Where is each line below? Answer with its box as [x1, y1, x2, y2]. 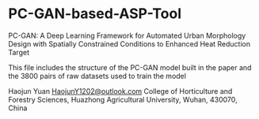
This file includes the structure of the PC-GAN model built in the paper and [8, 62, 252, 72]
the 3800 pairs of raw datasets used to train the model [8, 71, 186, 80]
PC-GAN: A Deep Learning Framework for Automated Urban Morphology [8, 31, 246, 40]
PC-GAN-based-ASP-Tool [8, 5, 182, 23]
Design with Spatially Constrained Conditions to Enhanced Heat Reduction [8, 39, 251, 48]
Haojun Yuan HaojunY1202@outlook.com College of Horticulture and [8, 86, 233, 95]
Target [8, 47, 30, 57]
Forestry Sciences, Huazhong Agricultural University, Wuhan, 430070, [8, 95, 238, 104]
